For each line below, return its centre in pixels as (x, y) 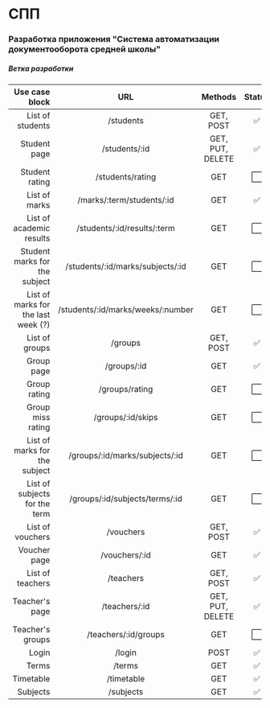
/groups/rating (126, 389)
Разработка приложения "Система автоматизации (114, 39)
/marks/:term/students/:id (126, 200)
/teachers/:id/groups (126, 635)
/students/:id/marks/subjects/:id (126, 266)
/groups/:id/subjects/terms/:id (126, 499)
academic (32, 228)
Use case (32, 92)
